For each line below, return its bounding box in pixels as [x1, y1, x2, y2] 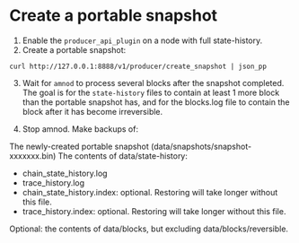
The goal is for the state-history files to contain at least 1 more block [22, 87, 280, 98]
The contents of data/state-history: [57, 150, 189, 161]
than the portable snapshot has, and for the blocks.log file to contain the [22, 96, 290, 108]
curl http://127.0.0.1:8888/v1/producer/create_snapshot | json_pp [9, 62, 268, 71]
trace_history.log [22, 177, 85, 188]
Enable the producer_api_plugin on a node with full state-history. [22, 35, 263, 46]
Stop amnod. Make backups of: [22, 123, 139, 135]
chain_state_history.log [22, 168, 108, 178]
